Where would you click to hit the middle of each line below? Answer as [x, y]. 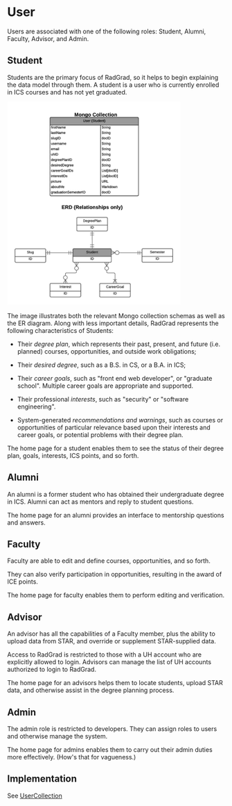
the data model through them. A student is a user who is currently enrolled [113, 85]
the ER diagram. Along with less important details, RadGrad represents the [113, 323]
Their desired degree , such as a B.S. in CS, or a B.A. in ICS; [101, 365]
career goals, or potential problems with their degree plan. [100, 434]
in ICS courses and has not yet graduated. [67, 92]
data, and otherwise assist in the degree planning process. [91, 690]
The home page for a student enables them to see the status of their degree [115, 448]
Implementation [42, 779]
